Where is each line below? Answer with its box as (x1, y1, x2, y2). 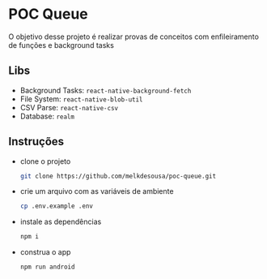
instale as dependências (19, 217, 102, 227)
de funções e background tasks (8, 40, 115, 49)
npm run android (19, 263, 75, 272)
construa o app (19, 247, 71, 257)
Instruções (8, 135, 65, 148)
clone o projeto (19, 156, 71, 166)
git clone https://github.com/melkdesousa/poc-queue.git (19, 172, 217, 180)
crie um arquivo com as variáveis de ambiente (19, 187, 174, 196)
